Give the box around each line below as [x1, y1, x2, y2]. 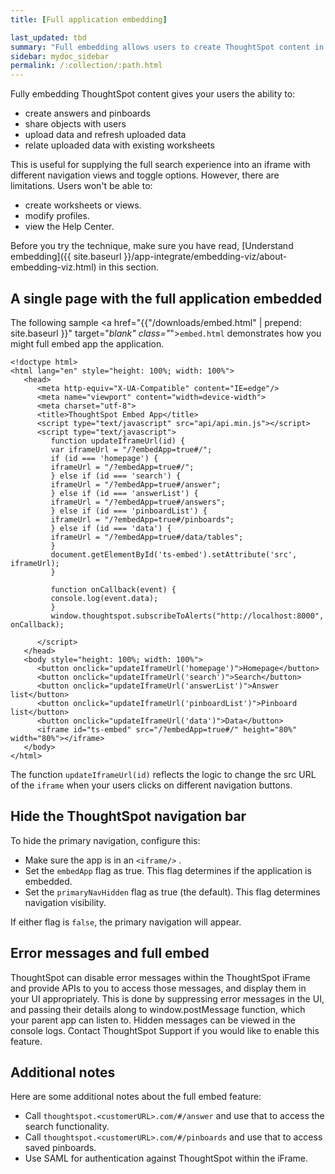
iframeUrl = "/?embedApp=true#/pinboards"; [50, 514, 235, 525]
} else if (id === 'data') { [50, 523, 172, 533]
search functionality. [24, 1121, 110, 1133]
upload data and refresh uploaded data [24, 129, 187, 141]
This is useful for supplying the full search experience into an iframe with [10, 159, 311, 171]
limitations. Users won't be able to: [10, 180, 153, 192]
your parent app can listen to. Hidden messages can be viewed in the [10, 1014, 296, 1026]
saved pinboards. [24, 1142, 97, 1154]
